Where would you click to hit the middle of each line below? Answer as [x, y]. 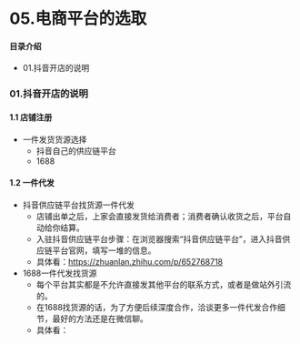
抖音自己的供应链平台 [76, 150]
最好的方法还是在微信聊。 [100, 319]
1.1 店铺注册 [31, 117]
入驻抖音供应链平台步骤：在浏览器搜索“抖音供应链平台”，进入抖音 [159, 238]
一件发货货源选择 [55, 139]
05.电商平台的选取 [78, 19]
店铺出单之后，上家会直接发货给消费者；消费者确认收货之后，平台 [160, 216]
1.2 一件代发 [32, 183]
